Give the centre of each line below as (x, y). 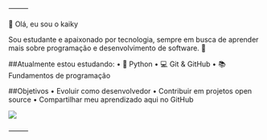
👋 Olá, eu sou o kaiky (43, 24)
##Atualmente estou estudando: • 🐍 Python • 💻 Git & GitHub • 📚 (117, 64)
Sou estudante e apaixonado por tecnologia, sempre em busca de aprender (133, 40)
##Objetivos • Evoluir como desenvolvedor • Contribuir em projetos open (130, 91)
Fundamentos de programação (60, 76)
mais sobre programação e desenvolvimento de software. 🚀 (107, 48)
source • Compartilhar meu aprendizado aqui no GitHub (101, 100)
